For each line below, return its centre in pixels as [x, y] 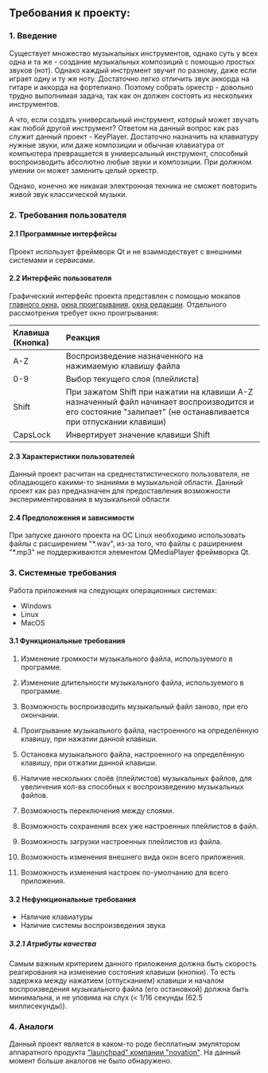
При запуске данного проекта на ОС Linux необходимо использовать [127, 535]
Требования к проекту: [70, 13]
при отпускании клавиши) [116, 422]
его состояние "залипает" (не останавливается [157, 412]
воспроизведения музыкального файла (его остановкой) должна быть [129, 989]
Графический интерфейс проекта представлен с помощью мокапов [125, 296]
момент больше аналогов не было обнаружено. [91, 1061]
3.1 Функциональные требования [67, 641]
